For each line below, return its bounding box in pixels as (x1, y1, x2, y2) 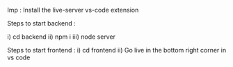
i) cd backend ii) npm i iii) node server (7, 32, 116, 41)
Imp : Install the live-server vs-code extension (7, 6, 139, 14)
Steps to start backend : (7, 19, 77, 27)
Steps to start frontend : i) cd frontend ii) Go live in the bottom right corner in (7, 46, 227, 54)
